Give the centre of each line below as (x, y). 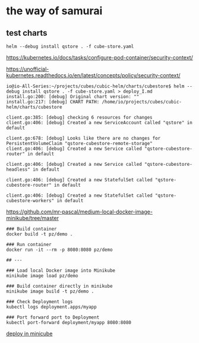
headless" (18, 169)
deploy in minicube (29, 333)
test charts (27, 33)
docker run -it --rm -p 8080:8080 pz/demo (59, 250)
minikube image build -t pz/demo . (50, 291)
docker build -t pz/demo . (40, 234)
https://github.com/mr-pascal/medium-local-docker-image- (80, 212)
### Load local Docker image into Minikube (61, 270)
